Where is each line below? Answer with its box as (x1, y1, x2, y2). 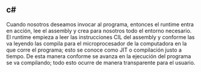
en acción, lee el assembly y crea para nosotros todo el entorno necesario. (6, 27, 192, 34)
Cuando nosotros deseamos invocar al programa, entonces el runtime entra (6, 20, 194, 28)
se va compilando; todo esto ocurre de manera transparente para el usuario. (6, 59, 196, 66)
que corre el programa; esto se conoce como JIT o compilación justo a (6, 46, 182, 53)
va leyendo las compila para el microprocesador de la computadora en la (6, 40, 187, 47)
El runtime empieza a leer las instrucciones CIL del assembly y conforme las (6, 33, 195, 41)
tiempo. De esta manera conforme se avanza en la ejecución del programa (6, 52, 191, 59)
